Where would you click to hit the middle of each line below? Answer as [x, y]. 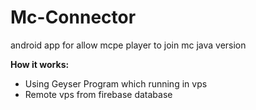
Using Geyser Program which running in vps [116, 83]
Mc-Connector [73, 17]
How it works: [40, 64]
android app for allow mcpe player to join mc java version [128, 45]
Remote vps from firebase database [98, 94]
